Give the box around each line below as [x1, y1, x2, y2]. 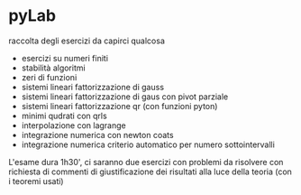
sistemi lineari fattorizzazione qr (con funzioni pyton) [21, 100, 218, 111]
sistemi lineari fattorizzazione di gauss [21, 81, 164, 92]
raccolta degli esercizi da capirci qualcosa [8, 35, 166, 46]
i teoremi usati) [8, 175, 64, 186]
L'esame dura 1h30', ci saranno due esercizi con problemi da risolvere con [8, 156, 284, 167]
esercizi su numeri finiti [21, 52, 109, 63]
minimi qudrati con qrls [21, 110, 107, 121]
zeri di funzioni [21, 71, 78, 82]
